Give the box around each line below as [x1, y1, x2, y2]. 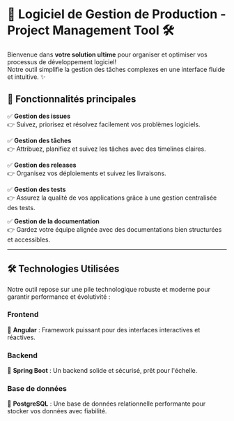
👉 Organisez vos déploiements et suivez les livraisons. [7, 169, 166, 177]
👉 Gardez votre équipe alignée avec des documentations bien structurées [7, 225, 222, 233]
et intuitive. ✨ [7, 73, 46, 81]
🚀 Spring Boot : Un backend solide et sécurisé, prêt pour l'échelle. [7, 367, 198, 375]
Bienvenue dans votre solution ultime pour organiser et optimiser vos [7, 50, 208, 59]
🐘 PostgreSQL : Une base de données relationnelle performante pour [7, 399, 206, 408]
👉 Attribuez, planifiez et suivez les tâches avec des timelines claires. [7, 145, 207, 153]
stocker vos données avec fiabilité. [7, 407, 107, 415]
